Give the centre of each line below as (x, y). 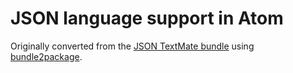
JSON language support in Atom (147, 18)
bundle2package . (46, 56)
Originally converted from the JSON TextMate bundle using (132, 46)
